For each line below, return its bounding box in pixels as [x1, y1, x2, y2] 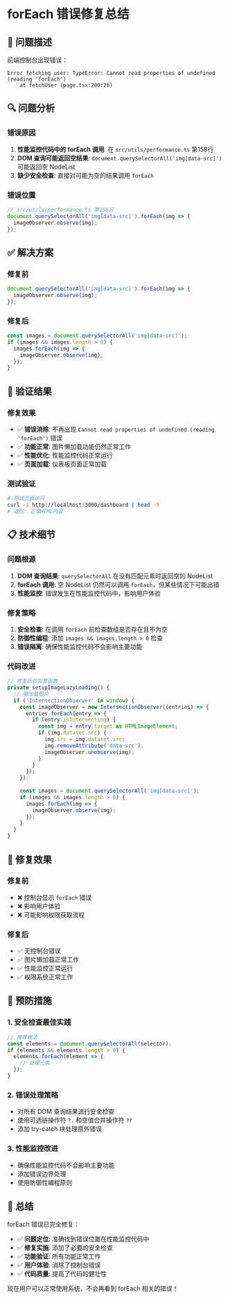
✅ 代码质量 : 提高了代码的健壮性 [17, 1270, 107, 1278]
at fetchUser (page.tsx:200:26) [19, 82, 113, 89]
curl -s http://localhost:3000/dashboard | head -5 [7, 501, 159, 509]
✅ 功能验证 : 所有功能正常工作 [17, 1252, 101, 1261]
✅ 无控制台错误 [17, 947, 61, 955]
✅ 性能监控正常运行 [17, 964, 73, 973]
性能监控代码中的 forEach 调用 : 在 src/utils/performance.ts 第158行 [17, 145, 214, 153]
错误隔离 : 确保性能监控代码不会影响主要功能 [17, 642, 143, 651]
